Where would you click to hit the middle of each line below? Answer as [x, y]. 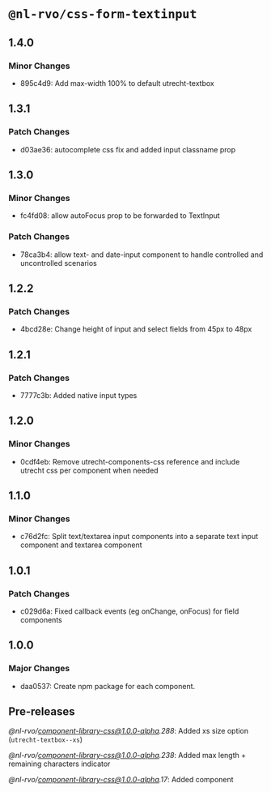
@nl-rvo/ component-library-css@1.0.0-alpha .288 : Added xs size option [129, 731]
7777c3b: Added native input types [78, 395]
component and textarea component [81, 545]
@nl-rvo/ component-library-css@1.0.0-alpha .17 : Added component [121, 780]
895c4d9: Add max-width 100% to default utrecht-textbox [117, 83]
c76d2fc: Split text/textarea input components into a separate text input [139, 537]
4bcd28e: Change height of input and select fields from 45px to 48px [136, 329]
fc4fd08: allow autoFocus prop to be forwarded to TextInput [120, 216]
